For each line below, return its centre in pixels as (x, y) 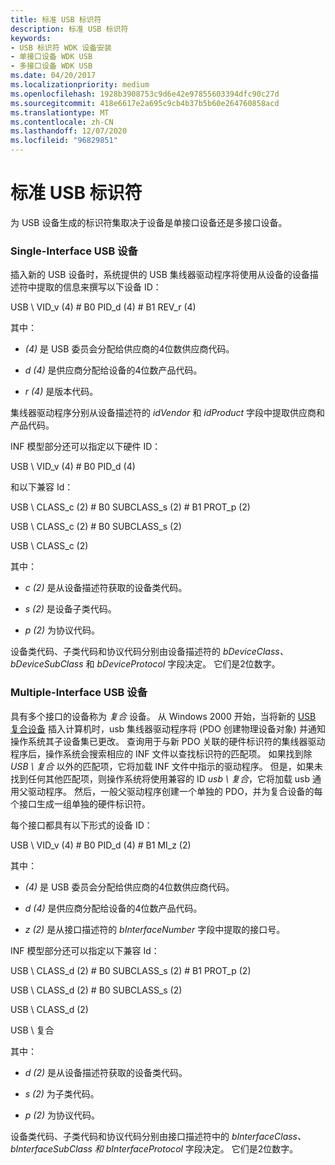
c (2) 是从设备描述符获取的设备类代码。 (106, 588)
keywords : (31, 38)
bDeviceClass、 (255, 652)
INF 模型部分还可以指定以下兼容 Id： (85, 950)
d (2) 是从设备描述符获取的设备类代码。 (106, 1072)
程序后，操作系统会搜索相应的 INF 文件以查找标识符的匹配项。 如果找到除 (161, 753)
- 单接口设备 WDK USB (51, 57)
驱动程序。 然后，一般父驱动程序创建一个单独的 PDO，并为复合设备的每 (175, 791)
